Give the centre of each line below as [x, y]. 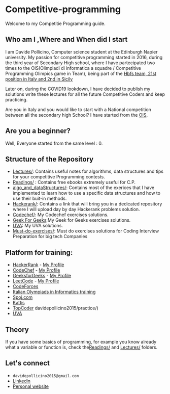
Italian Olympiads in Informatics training [54, 292]
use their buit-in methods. [40, 199]
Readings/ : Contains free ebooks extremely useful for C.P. [74, 182]
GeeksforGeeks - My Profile [42, 276]
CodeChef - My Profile [36, 270]
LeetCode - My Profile [36, 281]
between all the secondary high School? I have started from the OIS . [77, 115]
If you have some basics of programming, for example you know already [81, 342]
